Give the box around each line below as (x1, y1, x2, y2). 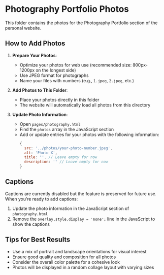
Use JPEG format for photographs (19, 72, 89, 78)
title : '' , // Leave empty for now (24, 155, 98, 160)
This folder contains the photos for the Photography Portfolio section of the (5, 20, 158, 26)
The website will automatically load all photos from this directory (19, 102, 151, 108)
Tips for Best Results (5, 236, 70, 244)
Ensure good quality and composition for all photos (12, 254, 116, 260)
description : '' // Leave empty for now (24, 159, 108, 165)
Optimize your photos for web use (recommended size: (19, 62, 132, 68)
